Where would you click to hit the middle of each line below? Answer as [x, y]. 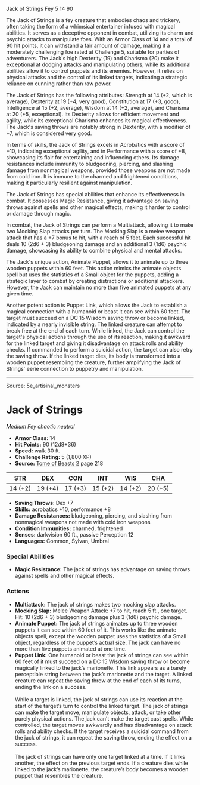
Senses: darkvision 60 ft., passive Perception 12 [74, 534]
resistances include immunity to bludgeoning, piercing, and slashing [90, 164]
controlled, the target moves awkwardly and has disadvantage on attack [103, 725]
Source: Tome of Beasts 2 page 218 [59, 463]
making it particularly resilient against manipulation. [69, 183]
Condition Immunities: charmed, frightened [69, 528]
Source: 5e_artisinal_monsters [43, 386]
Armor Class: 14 [35, 438]
